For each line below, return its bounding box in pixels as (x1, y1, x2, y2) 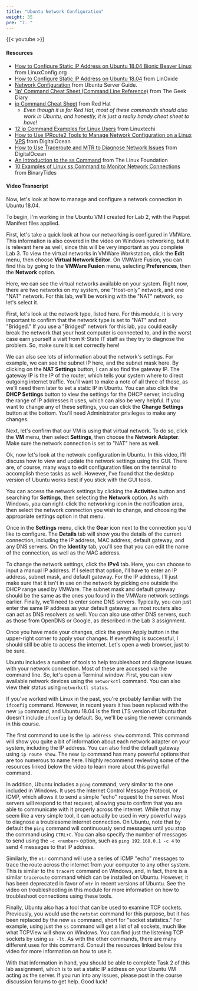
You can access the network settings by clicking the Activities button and (6, 487, 186, 494)
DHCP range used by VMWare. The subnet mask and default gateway (6, 585, 176, 593)
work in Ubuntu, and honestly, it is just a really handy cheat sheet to (23, 113, 190, 120)
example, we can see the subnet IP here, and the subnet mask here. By (6, 359, 179, 366)
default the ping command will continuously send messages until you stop (6, 824, 186, 832)
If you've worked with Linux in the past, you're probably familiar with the (6, 695, 181, 702)
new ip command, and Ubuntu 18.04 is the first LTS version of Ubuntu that (6, 707, 187, 714)
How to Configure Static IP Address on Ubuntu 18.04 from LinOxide (14, 75, 179, 82)
